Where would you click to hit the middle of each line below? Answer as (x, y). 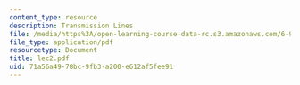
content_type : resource (54, 17)
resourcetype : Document (54, 50)
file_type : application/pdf (62, 42)
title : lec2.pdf (39, 58)
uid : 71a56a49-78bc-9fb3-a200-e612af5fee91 (92, 67)
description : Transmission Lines (71, 26)
